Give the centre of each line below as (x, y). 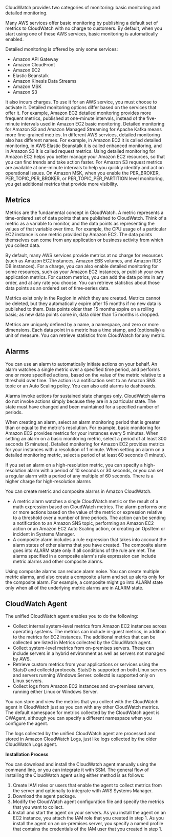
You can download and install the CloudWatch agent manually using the (81, 764)
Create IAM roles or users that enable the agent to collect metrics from (87, 785)
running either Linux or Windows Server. (55, 692)
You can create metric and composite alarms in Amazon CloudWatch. (79, 491)
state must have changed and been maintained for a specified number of (82, 406)
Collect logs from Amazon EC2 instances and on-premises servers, (84, 686)
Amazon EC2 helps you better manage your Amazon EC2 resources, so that (85, 157)
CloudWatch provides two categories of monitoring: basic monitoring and (83, 7)
